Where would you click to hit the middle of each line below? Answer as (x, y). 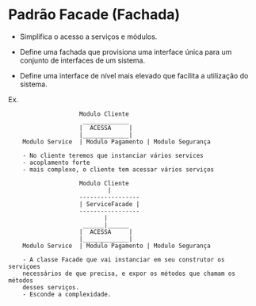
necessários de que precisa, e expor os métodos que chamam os (129, 273)
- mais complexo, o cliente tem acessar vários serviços (118, 169)
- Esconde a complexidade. (67, 294)
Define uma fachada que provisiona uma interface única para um (126, 52)
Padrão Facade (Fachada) (94, 15)
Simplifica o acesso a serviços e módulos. (88, 36)
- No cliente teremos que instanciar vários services (113, 155)
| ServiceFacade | (109, 204)
